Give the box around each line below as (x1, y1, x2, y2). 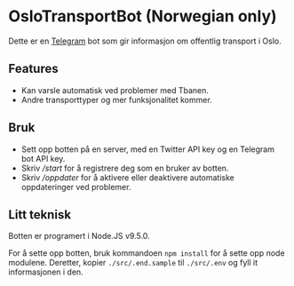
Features (8, 61, 59, 76)
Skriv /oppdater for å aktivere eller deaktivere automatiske (20, 171, 234, 183)
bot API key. (20, 153, 66, 163)
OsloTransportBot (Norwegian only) (8, 6, 277, 27)
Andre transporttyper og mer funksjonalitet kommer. (20, 94, 212, 105)
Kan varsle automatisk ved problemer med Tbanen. (20, 84, 210, 95)
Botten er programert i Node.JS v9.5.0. (8, 231, 150, 242)
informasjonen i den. (8, 266, 83, 277)
